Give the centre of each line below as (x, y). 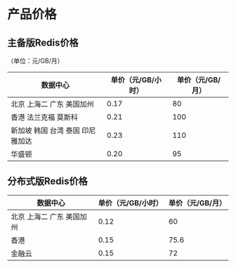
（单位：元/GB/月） (35, 61)
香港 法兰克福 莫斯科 (45, 117)
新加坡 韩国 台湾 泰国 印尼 (53, 130)
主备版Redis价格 (43, 43)
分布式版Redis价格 (47, 181)
